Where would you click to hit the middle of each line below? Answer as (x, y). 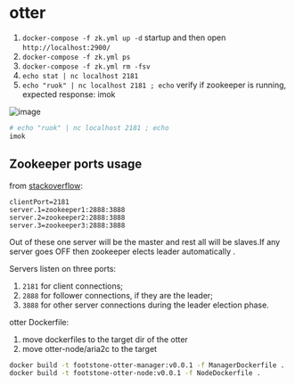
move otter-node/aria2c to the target (90, 348)
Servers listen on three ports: (63, 268)
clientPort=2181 (39, 202)
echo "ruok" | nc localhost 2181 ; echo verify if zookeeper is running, (154, 85)
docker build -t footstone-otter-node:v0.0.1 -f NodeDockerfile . (135, 373)
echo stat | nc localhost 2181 (80, 76)
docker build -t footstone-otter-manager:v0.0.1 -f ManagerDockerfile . (147, 365)
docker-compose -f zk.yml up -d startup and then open (124, 37)
